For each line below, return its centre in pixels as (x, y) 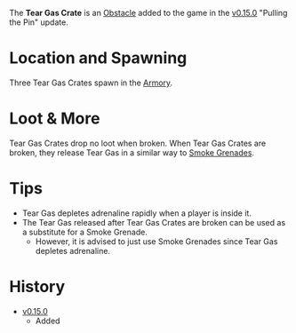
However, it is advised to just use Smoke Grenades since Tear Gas (156, 241)
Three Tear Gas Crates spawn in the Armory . (91, 83)
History (37, 287)
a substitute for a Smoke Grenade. (85, 232)
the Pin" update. (39, 22)
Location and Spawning (98, 58)
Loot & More (55, 119)
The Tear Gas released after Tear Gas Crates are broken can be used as (154, 222)
